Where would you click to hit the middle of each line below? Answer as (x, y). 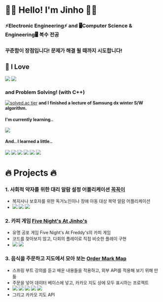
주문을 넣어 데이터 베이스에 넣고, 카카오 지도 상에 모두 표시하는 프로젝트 (81, 282)
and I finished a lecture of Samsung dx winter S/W (91, 103)
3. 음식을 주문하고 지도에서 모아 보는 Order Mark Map (66, 259)
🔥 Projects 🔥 (31, 173)
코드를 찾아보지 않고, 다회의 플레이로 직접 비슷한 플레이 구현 (69, 239)
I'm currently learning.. (29, 119)
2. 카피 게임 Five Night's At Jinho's (46, 221)
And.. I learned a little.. (29, 141)
